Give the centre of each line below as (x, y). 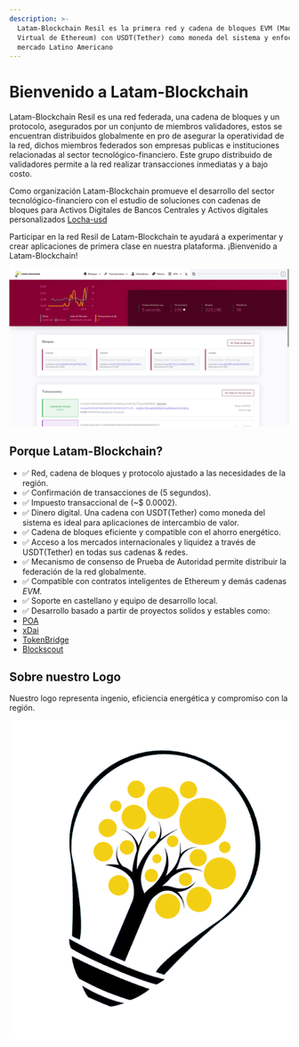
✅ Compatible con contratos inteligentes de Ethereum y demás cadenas (154, 581)
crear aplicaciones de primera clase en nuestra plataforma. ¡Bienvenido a (143, 246)
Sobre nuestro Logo (65, 676)
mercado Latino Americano (65, 47)
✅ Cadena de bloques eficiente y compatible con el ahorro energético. (152, 532)
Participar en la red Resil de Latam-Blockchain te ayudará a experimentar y (146, 237)
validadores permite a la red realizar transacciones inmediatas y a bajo (139, 164)
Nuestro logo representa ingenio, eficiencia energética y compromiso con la (149, 698)
